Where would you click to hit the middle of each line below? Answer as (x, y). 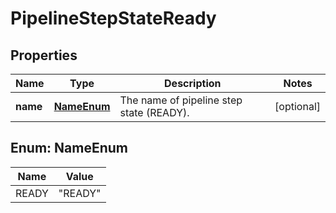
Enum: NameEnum (69, 148)
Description (193, 83)
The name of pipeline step (181, 100)
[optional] (297, 106)
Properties (44, 55)
